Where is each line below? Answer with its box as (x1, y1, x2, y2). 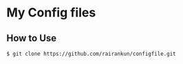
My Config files (6, 5, 96, 21)
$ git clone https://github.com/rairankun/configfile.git (6, 50, 176, 57)
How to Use (6, 32, 57, 44)
